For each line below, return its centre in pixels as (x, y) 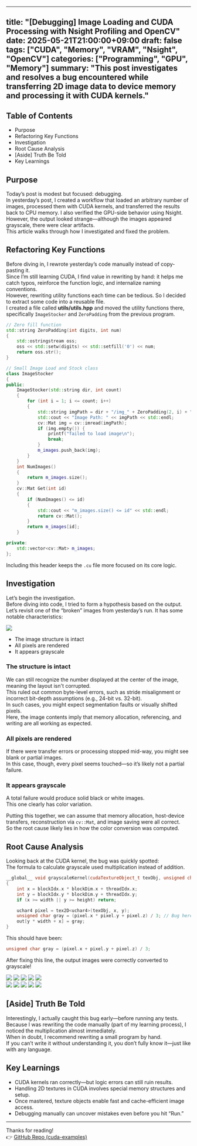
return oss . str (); (39, 352)
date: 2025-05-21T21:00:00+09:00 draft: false (94, 41)
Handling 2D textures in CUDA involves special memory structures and (100, 1088)
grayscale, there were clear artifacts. (50, 225)
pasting (15, 270)
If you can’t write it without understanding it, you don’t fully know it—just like (98, 1043)
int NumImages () (37, 467)
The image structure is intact (49, 639)
